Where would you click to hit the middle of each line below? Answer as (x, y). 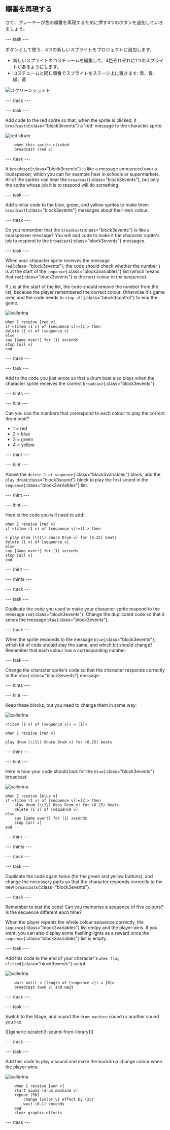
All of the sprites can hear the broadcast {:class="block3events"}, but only (82, 179)
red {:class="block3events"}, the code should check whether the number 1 (83, 266)
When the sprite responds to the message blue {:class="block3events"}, (80, 639)
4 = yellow (24, 445)
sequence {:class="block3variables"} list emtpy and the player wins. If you (81, 928)
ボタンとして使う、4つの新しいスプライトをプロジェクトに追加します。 (80, 49)
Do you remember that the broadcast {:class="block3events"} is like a (77, 230)
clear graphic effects (38, 1113)
